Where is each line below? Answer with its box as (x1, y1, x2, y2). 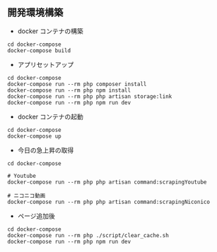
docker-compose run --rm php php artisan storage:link (7, 92, 172, 100)
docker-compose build (7, 47, 71, 54)
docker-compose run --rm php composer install (7, 80, 147, 88)
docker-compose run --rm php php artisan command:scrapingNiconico (7, 198, 211, 205)
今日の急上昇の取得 (17, 145, 74, 154)
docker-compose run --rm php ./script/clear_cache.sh (7, 232, 170, 239)
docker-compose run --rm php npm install (7, 87, 131, 94)
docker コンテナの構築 (17, 27, 83, 35)
